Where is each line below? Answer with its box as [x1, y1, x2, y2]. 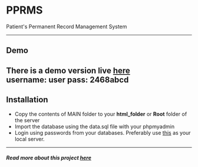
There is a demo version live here [6, 65, 131, 75]
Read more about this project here [6, 154, 91, 162]
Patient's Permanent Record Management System [6, 23, 127, 30]
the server [14, 116, 40, 123]
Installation [6, 95, 48, 105]
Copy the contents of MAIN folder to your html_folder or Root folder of [14, 110, 187, 118]
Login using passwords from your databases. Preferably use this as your [14, 129, 191, 136]
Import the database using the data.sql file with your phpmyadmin [14, 123, 175, 130]
